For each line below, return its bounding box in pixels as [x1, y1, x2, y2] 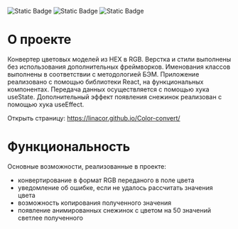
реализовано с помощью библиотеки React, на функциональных [7, 77, 204, 86]
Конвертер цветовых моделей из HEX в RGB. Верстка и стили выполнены [7, 55, 232, 63]
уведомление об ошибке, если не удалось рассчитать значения [17, 183, 213, 191]
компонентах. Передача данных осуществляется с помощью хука [7, 85, 210, 94]
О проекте [7, 32, 72, 48]
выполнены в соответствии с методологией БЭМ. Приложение [7, 69, 200, 78]
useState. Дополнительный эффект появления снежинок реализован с [7, 92, 222, 101]
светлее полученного [17, 213, 84, 222]
